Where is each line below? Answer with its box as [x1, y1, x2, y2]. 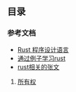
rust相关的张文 [17, 62, 60, 71]
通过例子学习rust [17, 54, 66, 62]
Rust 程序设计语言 [17, 45, 69, 53]
